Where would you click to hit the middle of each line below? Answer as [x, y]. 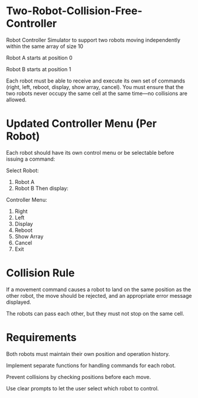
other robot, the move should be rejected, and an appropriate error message [99, 295]
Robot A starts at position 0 [39, 58]
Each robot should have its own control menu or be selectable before [90, 152]
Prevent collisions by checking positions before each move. [79, 377]
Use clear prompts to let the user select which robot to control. [82, 388]
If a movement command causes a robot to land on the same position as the [98, 289]
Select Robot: [22, 170]
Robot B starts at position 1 [39, 69]
